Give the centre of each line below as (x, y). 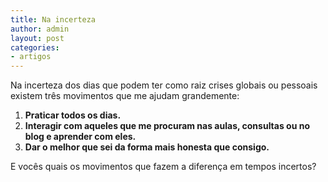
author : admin (40, 29)
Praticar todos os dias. (73, 115)
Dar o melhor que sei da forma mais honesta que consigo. (147, 147)
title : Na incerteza (53, 19)
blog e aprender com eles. (80, 137)
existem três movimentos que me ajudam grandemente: (125, 96)
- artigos (31, 57)
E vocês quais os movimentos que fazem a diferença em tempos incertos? (163, 167)
